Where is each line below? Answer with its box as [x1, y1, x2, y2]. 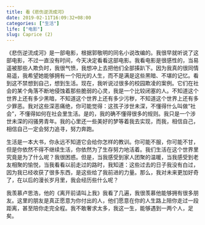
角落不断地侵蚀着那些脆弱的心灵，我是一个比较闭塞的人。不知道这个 [27, 87, 199, 95]
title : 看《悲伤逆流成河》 [6, 9, 67, 15]
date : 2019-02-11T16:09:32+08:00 [6, 15, 92, 21]
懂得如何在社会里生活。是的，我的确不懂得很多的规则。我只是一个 [24, 110, 191, 118]
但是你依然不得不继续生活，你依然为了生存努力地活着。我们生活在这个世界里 [6, 146, 199, 153]
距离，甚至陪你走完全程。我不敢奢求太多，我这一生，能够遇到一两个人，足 [6, 205, 193, 212]
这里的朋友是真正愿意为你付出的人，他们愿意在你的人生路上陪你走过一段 [16, 197, 199, 204]
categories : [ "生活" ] [6, 20, 60, 26]
